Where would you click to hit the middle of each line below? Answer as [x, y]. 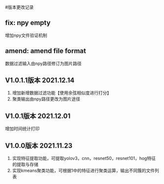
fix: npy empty [28, 23]
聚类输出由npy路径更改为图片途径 [46, 99]
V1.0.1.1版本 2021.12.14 [40, 80]
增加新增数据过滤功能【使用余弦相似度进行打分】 [62, 93]
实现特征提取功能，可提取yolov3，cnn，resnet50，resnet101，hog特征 [84, 159]
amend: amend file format [46, 51]
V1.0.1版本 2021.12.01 [38, 116]
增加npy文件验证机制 [26, 35]
